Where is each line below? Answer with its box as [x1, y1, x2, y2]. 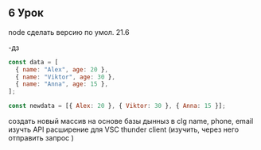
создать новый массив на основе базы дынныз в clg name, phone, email [8, 117, 254, 126]
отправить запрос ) [8, 133, 74, 143]
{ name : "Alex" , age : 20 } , [15, 65, 109, 74]
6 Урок [8, 6, 44, 20]
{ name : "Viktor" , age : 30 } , [15, 73, 115, 81]
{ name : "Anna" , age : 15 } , [15, 80, 109, 88]
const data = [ [8, 58, 59, 66]
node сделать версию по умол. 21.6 [8, 27, 130, 37]
